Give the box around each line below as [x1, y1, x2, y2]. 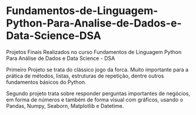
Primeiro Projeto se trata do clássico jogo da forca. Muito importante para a [6, 66, 189, 73]
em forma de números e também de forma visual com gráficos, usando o [6, 96, 184, 103]
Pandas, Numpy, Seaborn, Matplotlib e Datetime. [6, 102, 124, 109]
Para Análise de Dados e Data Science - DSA [6, 55, 115, 62]
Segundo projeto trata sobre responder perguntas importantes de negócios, [6, 90, 190, 97]
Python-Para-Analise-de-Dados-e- [6, 16, 182, 30]
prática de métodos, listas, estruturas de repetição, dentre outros [6, 72, 164, 79]
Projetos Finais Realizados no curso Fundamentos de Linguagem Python [6, 48, 182, 55]
